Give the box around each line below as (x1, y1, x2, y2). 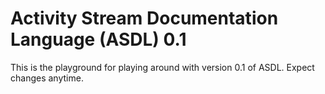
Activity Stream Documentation (10, 7, 279, 30)
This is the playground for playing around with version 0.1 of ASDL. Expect (10, 61, 315, 73)
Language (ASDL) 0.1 (10, 28, 187, 51)
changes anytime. (10, 72, 84, 84)
